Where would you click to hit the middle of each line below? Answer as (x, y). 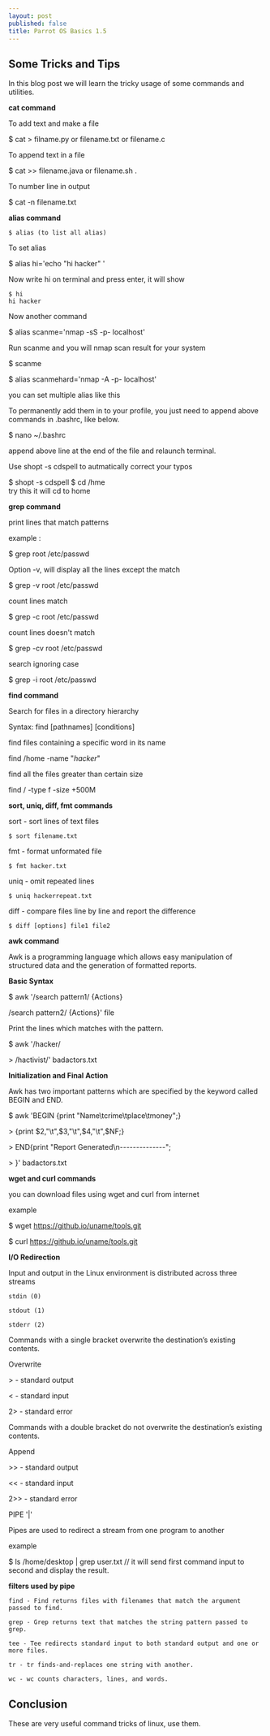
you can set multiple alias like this (64, 395)
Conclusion (38, 1704)
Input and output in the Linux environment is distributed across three (123, 1273)
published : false (38, 24)
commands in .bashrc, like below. (64, 420)
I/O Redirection (34, 1257)
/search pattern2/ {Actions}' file (62, 1013)
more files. (28, 1651)
